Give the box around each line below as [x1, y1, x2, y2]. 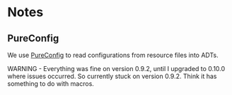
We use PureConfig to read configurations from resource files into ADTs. [7, 51, 219, 59]
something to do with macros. [7, 80, 94, 88]
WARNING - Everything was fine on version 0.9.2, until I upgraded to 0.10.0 [7, 65, 226, 72]
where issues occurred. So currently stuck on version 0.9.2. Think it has [7, 72, 217, 80]
